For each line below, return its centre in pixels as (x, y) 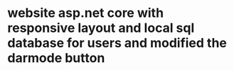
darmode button (56, 58)
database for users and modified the (117, 43)
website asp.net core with (86, 13)
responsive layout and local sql (101, 28)
